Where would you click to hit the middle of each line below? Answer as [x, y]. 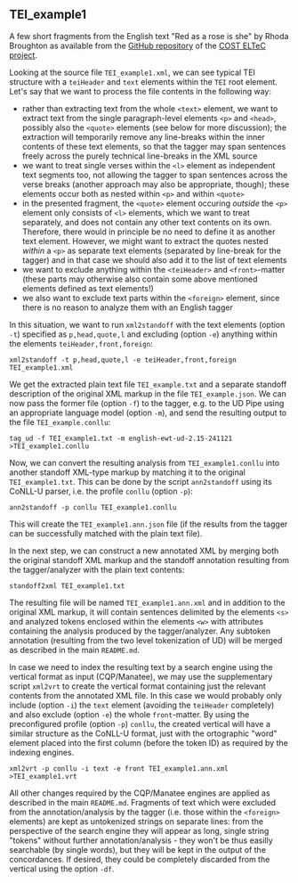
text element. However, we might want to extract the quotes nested [145, 241]
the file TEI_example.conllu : [60, 421]
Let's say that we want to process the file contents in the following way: [140, 91]
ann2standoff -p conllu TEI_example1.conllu [93, 507]
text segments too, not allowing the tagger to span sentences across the [155, 175]
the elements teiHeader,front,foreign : [81, 343]
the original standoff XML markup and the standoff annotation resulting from [149, 560]
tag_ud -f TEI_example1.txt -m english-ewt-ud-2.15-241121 [121, 438]
